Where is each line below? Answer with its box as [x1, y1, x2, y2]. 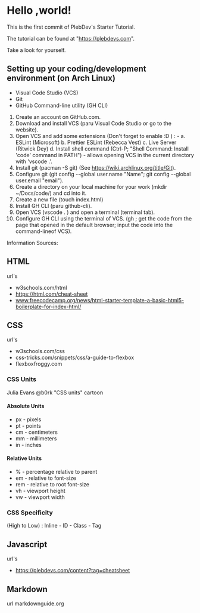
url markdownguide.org [7, 600, 64, 607]
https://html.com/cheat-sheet [15, 290, 88, 298]
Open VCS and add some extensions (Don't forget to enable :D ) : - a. [15, 132, 186, 139]
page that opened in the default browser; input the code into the [15, 221, 173, 228]
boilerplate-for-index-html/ [15, 303, 82, 310]
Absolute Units [7, 403, 45, 410]
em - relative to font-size [15, 474, 77, 482]
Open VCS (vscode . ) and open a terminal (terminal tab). [15, 209, 155, 216]
